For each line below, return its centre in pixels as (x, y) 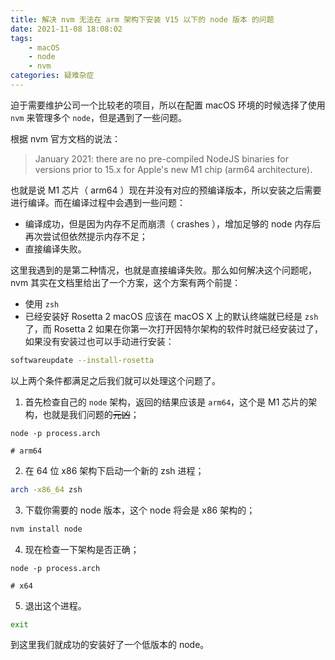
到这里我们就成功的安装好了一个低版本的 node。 (110, 645)
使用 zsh (42, 303)
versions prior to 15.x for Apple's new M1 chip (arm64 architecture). (173, 169)
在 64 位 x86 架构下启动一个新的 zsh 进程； (114, 470)
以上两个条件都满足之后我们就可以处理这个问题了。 (115, 380)
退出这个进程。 (55, 605)
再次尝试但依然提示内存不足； (86, 236)
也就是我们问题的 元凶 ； (91, 414)
